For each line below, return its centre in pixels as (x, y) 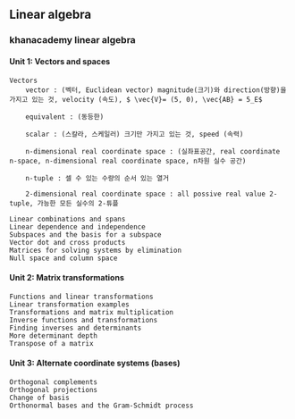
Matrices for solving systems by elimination (95, 250)
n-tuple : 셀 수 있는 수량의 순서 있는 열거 (97, 178)
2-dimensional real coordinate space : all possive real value (146, 194)
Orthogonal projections (54, 390)
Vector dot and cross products (67, 242)
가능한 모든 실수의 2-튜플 (78, 203)
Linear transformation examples (69, 304)
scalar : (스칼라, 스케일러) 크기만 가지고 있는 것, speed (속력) (135, 134)
